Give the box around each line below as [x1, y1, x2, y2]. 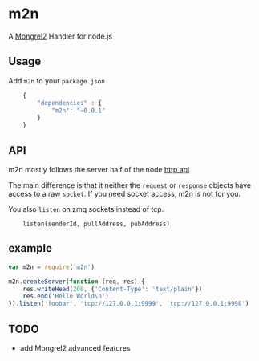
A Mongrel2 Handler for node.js [8, 31, 113, 41]
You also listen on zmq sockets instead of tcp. [8, 204, 164, 213]
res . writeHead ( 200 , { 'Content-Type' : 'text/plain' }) [22, 285, 203, 293]
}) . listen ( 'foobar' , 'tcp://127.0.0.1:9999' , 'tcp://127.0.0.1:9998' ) [8, 300, 249, 308]
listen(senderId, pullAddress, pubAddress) [22, 220, 171, 228]
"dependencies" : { [37, 99, 103, 107]
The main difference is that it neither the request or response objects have [8, 180, 251, 189]
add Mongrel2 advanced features [19, 343, 131, 353]
